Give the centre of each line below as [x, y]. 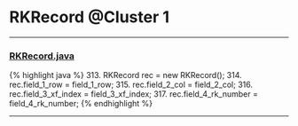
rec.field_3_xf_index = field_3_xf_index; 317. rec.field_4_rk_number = [134, 94]
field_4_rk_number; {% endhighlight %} [81, 104]
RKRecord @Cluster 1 [90, 17]
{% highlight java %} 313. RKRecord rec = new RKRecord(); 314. [125, 75]
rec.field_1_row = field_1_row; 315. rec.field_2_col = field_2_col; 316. [131, 85]
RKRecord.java [42, 56]
